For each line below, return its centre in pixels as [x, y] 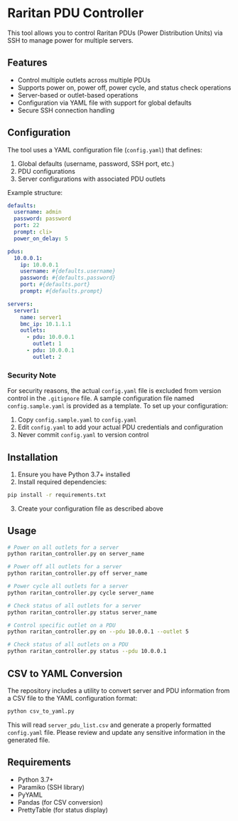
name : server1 [41, 317]
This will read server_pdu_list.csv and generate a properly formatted [109, 725]
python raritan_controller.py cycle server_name [81, 592]
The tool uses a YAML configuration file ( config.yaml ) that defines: [105, 150]
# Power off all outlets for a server [65, 567]
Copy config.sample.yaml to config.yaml [77, 420]
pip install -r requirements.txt [57, 495]
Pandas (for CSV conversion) [60, 802]
